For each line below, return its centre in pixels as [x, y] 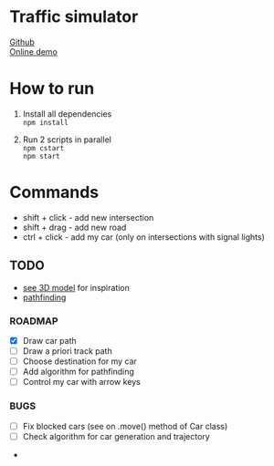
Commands [54, 192]
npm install [45, 122]
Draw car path [50, 340]
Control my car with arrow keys [82, 382]
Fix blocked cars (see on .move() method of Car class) [125, 426]
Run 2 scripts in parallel [67, 140]
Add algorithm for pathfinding [79, 372]
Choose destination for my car [79, 361]
